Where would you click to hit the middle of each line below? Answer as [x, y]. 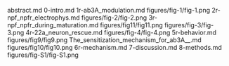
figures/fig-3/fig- [189, 25]
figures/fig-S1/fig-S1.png [43, 55]
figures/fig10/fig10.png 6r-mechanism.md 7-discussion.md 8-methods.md [115, 47]
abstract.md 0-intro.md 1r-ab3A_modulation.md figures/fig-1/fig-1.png [109, 10]
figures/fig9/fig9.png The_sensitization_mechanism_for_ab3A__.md [104, 40]
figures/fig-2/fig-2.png [114, 18]
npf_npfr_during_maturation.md [53, 25]
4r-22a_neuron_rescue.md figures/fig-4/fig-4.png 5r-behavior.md [121, 32]
